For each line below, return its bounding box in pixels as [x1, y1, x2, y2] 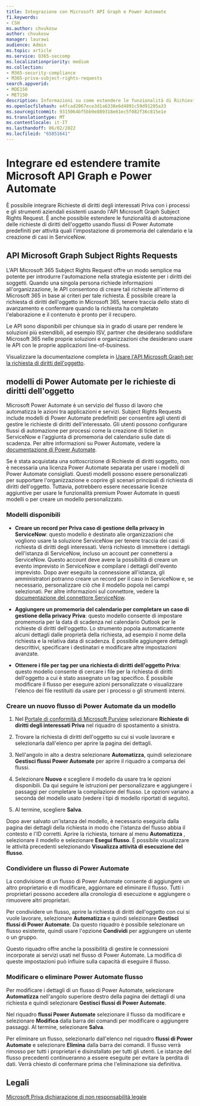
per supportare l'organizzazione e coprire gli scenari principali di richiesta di [6, 477, 193, 484]
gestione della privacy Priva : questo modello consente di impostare [14, 612, 183, 619]
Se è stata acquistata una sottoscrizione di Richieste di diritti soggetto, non [6, 458, 190, 465]
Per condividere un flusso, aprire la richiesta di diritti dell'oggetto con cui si [6, 908, 190, 916]
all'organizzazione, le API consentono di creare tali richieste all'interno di [6, 285, 185, 292]
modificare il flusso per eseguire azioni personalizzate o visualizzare [14, 680, 183, 688]
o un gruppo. [6, 934, 38, 941]
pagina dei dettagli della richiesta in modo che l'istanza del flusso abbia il [6, 824, 186, 831]
